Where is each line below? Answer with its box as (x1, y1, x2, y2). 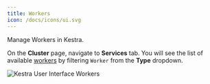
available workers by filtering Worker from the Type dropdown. (7, 56, 183, 64)
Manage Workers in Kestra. (7, 35, 84, 43)
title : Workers (7, 10, 51, 17)
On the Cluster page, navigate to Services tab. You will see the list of (7, 49, 204, 57)
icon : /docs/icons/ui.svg (7, 17, 81, 23)
